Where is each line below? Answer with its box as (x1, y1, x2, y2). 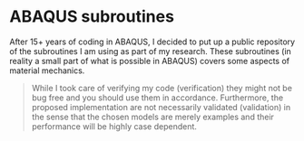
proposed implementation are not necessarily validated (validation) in (31, 101, 291, 112)
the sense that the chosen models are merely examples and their (31, 111, 275, 122)
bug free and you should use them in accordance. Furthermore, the (31, 92, 284, 103)
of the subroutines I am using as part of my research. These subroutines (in (9, 45, 292, 56)
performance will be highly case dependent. (31, 120, 198, 132)
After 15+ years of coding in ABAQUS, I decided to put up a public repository (9, 36, 296, 47)
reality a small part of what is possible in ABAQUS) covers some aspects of (9, 55, 290, 66)
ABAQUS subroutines (9, 6, 175, 27)
